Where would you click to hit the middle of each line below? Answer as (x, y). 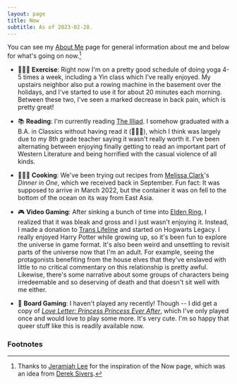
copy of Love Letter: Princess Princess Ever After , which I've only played (123, 311)
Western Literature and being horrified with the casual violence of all (117, 154)
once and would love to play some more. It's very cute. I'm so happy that (123, 318)
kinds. (26, 162)
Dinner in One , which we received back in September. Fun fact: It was (119, 183)
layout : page (26, 14)
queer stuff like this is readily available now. (81, 326)
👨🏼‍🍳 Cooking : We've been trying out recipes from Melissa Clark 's (113, 175)
